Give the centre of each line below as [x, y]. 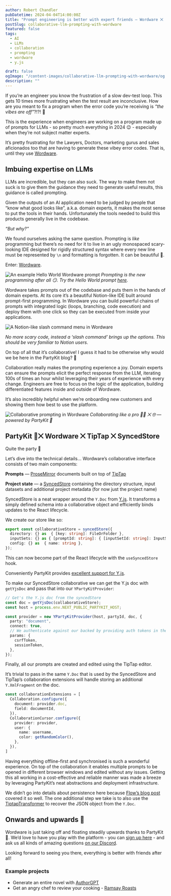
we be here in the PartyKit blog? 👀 [41, 358]
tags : [11, 34]
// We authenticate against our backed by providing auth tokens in [84, 631]
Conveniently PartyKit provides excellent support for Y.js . [65, 573]
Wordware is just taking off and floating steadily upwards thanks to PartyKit [84, 832]
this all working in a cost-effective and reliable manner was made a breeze [83, 777]
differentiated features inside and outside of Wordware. [63, 389]
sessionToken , [29, 645]
